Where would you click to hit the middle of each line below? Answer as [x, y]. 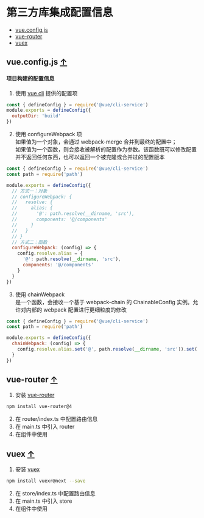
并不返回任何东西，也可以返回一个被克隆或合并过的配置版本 [90, 157]
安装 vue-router [35, 395]
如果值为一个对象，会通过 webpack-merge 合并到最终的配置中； [96, 142]
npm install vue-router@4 [39, 407]
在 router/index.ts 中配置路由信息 [56, 419]
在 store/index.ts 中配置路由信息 [55, 494]
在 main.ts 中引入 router [45, 427]
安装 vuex [27, 469]
